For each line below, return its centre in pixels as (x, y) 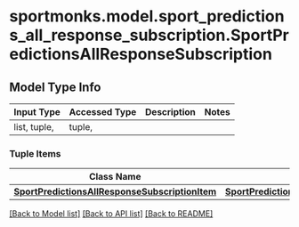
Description (170, 112)
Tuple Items (35, 153)
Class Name (115, 177)
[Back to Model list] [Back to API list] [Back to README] (111, 214)
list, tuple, (34, 127)
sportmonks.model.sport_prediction (147, 16)
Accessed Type (103, 112)
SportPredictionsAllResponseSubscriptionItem (115, 191)
